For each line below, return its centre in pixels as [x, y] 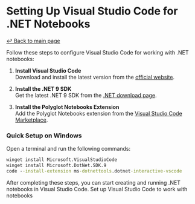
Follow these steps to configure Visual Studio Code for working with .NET [97, 52]
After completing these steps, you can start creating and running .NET [94, 182]
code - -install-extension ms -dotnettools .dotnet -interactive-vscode [94, 171]
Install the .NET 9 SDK [43, 88]
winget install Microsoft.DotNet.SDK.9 [56, 166]
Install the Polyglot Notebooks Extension [67, 107]
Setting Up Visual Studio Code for [92, 11]
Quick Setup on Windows [44, 136]
